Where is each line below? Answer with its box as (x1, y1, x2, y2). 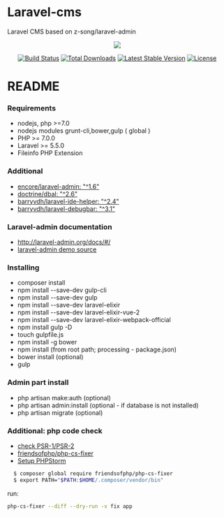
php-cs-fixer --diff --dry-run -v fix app (7, 502, 133, 510)
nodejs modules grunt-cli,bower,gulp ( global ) (17, 126, 151, 135)
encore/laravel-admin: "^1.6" (17, 182, 100, 191)
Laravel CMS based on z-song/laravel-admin (7, 27, 136, 36)
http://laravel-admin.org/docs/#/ (17, 238, 111, 247)
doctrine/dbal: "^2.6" (17, 189, 78, 198)
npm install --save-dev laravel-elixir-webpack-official (17, 316, 171, 324)
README (7, 78, 60, 94)
